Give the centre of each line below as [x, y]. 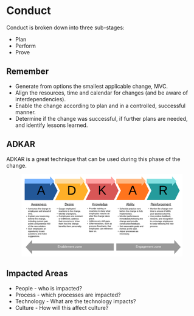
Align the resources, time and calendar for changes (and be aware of [102, 93]
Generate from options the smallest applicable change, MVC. [92, 86]
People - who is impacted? [49, 288]
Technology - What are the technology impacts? [75, 301]
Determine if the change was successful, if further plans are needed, [101, 118]
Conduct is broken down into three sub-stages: [65, 27]
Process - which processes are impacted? [68, 295]
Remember [28, 72]
